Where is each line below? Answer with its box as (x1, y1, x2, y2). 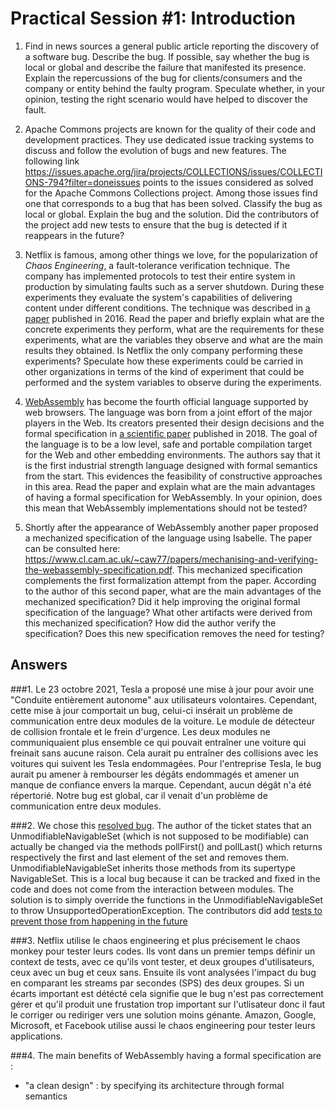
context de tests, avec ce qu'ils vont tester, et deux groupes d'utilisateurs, (10, 955, 315, 967)
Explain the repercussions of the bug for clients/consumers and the (24, 72, 303, 84)
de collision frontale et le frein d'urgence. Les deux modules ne (10, 725, 271, 737)
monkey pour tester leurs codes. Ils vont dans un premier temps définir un (10, 945, 316, 957)
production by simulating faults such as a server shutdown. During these (24, 280, 325, 292)
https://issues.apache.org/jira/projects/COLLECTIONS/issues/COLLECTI (24, 165, 323, 177)
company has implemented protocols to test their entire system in (24, 270, 296, 282)
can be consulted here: (24, 542, 121, 554)
